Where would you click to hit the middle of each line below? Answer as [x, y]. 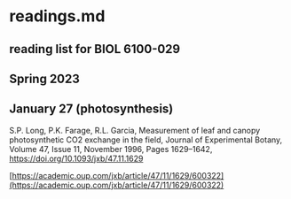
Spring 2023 [44, 78]
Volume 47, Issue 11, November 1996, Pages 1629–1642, [111, 149]
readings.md [57, 16]
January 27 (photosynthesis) [91, 109]
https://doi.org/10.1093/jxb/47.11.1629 [76, 158]
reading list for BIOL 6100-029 [94, 49]
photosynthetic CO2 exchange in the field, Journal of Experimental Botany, [146, 140]
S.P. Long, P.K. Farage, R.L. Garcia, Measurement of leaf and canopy [135, 130]
